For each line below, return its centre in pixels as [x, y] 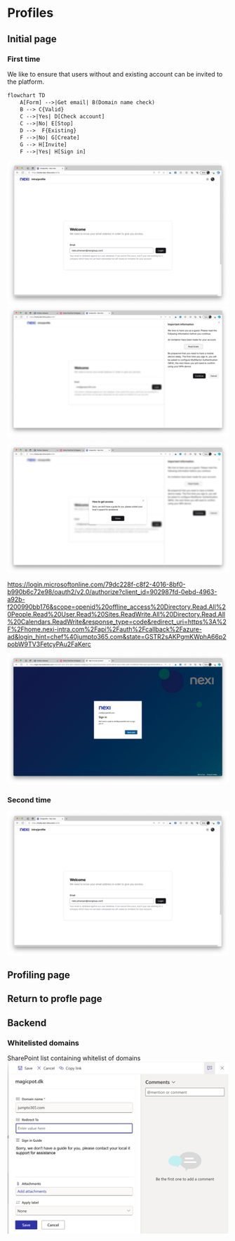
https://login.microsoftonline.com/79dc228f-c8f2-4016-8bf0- [96, 584]
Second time [29, 799]
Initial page [32, 39]
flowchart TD [26, 95]
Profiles [31, 13]
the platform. [26, 82]
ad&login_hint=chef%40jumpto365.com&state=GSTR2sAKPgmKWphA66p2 [117, 637]
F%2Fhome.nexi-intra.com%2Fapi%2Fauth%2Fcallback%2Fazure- [105, 629]
